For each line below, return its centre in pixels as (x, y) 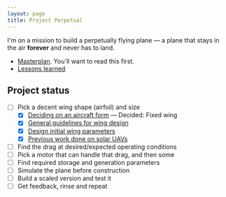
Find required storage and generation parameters (89, 162)
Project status (38, 90)
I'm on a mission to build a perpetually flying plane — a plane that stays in (113, 40)
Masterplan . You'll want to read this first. (76, 61)
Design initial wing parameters (71, 131)
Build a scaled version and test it (64, 178)
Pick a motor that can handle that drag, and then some (96, 154)
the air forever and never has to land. (61, 48)
